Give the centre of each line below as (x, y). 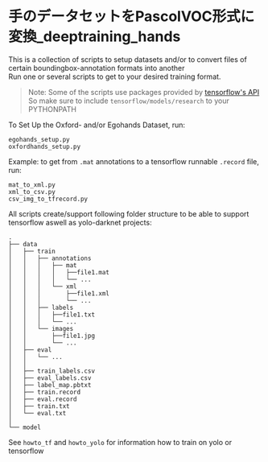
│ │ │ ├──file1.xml (59, 293)
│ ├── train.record (45, 392)
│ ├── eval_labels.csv (50, 378)
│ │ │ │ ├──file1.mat (59, 272)
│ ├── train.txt (39, 406)
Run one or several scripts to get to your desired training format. (115, 76)
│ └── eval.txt (37, 413)
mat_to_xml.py (32, 185)
